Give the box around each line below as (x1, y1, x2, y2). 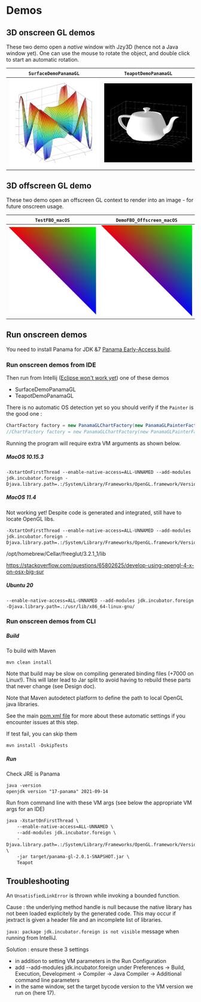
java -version (6, 783, 42, 789)
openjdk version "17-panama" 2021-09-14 (6, 789, 109, 795)
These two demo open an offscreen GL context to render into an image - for (6, 196, 194, 204)
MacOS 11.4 (6, 494, 36, 501)
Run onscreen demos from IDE (6, 361, 96, 369)
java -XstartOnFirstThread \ (6, 818, 79, 824)
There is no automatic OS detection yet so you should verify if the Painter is (6, 404, 194, 411)
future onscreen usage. (6, 203, 64, 210)
